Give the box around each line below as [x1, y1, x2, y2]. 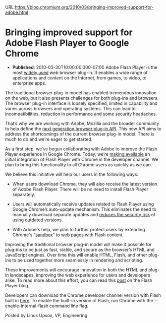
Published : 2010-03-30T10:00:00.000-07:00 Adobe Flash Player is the [12, 64, 158, 70]
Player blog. [5, 282, 30, 288]
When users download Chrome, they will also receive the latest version [12, 181, 158, 187]
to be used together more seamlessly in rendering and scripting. [12, 257, 144, 263]
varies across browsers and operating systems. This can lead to [5, 105, 136, 111]
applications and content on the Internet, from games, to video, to [12, 74, 147, 81]
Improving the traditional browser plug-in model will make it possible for [5, 241, 152, 247]
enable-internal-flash [5, 303, 49, 309]
